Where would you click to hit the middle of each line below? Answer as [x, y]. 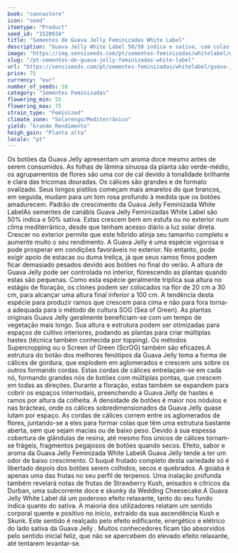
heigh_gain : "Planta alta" [47, 133]
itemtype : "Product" [38, 27]
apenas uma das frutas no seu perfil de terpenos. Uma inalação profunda [114, 476]
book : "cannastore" [36, 14]
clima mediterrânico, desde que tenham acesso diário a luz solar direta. [112, 227]
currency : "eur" [31, 80]
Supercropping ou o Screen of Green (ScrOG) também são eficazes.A [109, 347]
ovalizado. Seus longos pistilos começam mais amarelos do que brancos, [114, 189]
